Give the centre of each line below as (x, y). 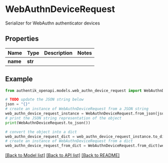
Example (19, 79)
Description (58, 52)
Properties (22, 39)
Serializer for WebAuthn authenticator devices (52, 23)
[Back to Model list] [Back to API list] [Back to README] (62, 155)
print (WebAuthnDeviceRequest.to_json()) (48, 123)
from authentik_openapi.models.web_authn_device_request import (73, 90)
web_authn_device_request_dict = (40, 136)
